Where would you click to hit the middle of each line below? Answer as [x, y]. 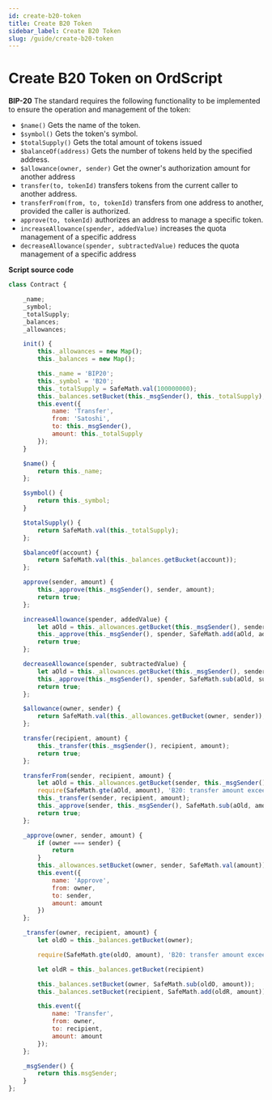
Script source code [41, 270]
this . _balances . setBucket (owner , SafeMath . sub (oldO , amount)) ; [146, 984]
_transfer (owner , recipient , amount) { [90, 933]
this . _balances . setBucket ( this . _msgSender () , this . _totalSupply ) [150, 396]
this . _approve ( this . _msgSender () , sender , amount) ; [127, 590]
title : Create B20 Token [50, 23]
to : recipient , [77, 1029]
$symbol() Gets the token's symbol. [79, 134]
